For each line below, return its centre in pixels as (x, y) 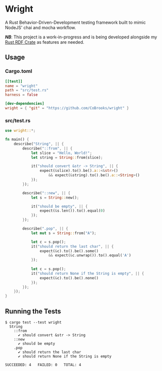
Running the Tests (33, 311)
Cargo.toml (19, 71)
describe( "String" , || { (39, 144)
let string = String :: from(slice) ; (67, 157)
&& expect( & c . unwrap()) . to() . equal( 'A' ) (90, 255)
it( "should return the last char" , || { (72, 246)
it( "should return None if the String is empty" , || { (88, 273)
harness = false (21, 95)
